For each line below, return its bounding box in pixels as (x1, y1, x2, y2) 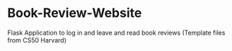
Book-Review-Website (7, 5, 142, 21)
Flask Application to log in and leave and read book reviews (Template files (7, 28, 226, 37)
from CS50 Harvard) (7, 35, 67, 44)
